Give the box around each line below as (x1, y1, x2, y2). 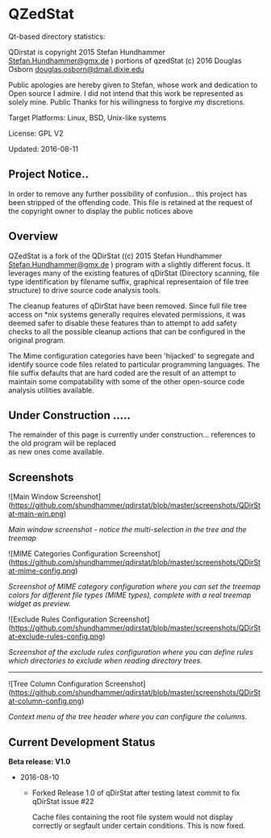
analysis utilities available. (8, 385, 95, 395)
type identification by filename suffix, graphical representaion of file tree (8, 276, 249, 287)
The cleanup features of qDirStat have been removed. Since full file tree (8, 300, 248, 311)
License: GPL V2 (8, 128, 64, 138)
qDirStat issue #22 (31, 797, 94, 806)
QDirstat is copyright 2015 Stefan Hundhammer (8, 47, 165, 57)
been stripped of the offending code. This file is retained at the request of (8, 197, 253, 207)
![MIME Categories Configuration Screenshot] (8, 549, 161, 559)
